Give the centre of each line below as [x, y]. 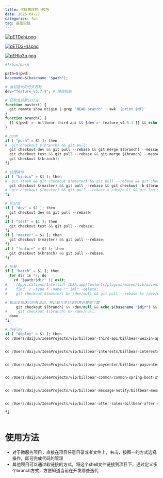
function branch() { [26, 118]
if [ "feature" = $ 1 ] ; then [34, 249]
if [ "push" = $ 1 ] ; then [31, 141]
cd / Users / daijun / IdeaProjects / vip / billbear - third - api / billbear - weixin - [80, 338]
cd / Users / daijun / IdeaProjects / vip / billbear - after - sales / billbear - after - [81, 404]
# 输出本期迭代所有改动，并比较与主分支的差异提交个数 [52, 302]
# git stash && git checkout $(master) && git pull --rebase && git [77, 181]
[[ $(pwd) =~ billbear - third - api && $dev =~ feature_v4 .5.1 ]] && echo [83, 123]
